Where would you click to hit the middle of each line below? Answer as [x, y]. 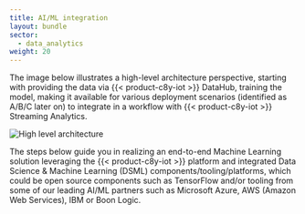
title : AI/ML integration [58, 18]
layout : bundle [38, 26]
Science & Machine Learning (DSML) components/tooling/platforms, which [151, 171]
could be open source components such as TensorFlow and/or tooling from [152, 181]
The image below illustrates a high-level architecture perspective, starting [148, 77]
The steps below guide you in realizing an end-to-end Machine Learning [145, 152]
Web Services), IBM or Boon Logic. [75, 200]
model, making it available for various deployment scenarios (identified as [148, 97]
